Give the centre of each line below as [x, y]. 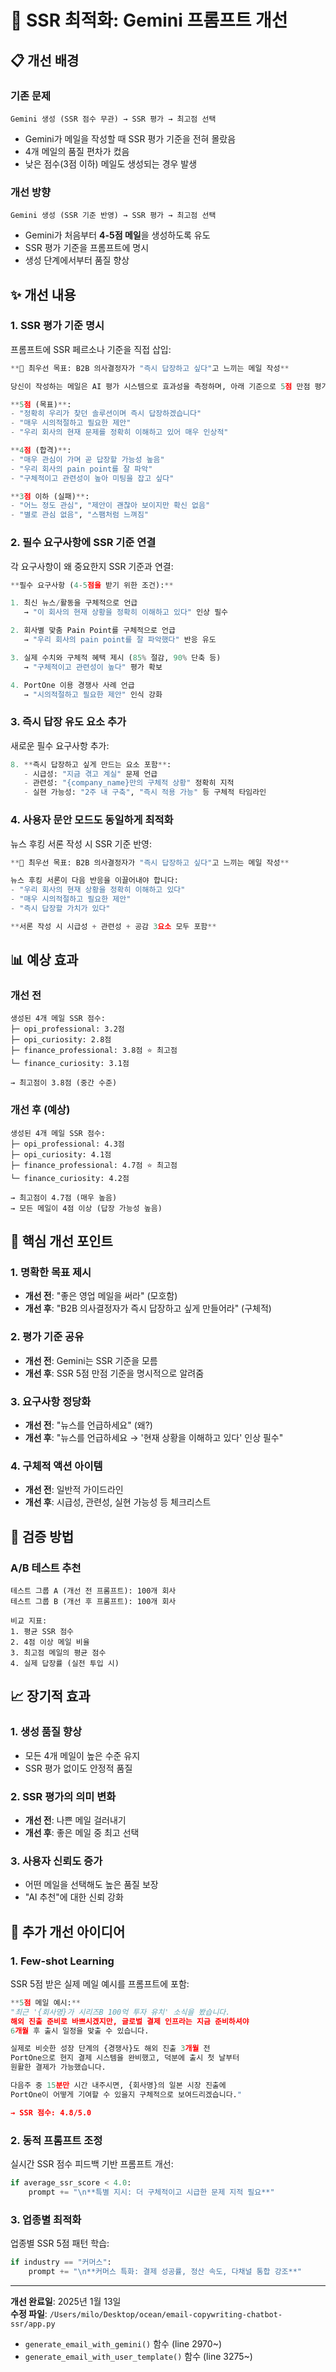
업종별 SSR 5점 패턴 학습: [60, 2243]
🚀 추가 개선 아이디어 [68, 1931]
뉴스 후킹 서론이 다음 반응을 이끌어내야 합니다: [94, 881]
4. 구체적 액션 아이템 [56, 1466]
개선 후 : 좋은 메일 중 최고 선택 [82, 1832]
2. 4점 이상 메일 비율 [50, 1642]
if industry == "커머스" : [61, 2262]
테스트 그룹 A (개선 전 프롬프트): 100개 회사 [93, 1591]
